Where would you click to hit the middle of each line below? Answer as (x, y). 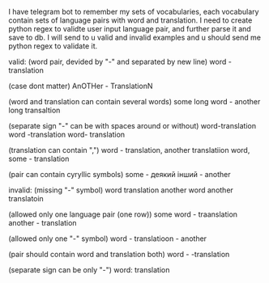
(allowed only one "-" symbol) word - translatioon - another (108, 239)
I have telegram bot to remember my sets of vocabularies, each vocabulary (134, 12)
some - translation (39, 158)
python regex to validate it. (53, 46)
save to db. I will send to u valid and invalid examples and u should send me (135, 37)
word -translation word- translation (67, 134)
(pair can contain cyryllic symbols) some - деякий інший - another (120, 174)
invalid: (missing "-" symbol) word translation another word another (121, 190)
